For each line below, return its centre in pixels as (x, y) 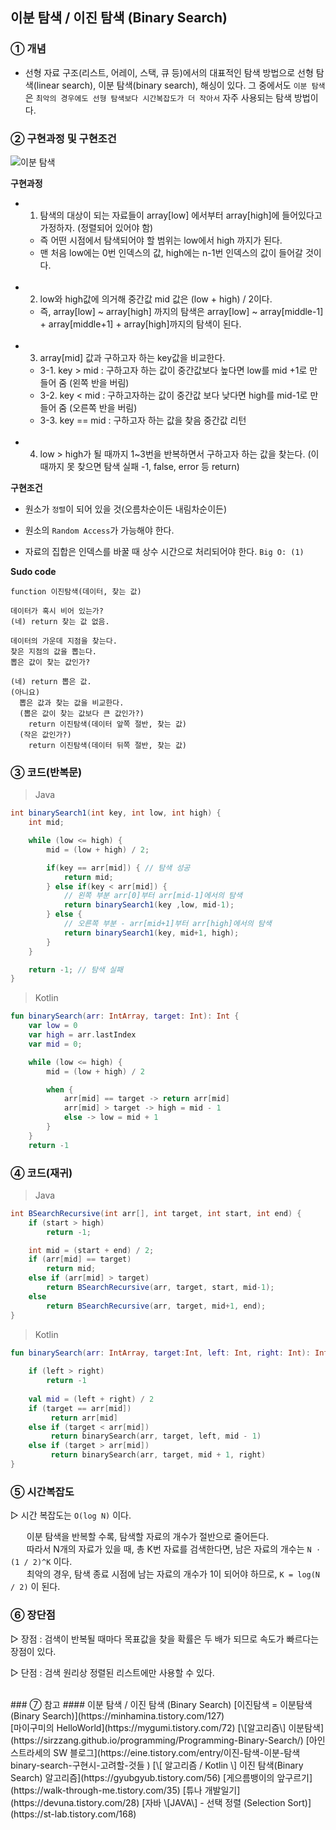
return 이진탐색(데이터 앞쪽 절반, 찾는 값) (108, 724)
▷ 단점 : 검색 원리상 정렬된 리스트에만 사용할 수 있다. (112, 1672)
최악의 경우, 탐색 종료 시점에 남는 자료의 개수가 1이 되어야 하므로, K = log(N (173, 1574)
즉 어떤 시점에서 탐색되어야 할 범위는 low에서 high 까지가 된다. (161, 240)
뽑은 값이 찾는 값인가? (50, 662)
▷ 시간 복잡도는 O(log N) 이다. (71, 1515)
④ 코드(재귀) (41, 1173)
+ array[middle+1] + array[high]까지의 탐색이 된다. (140, 324)
